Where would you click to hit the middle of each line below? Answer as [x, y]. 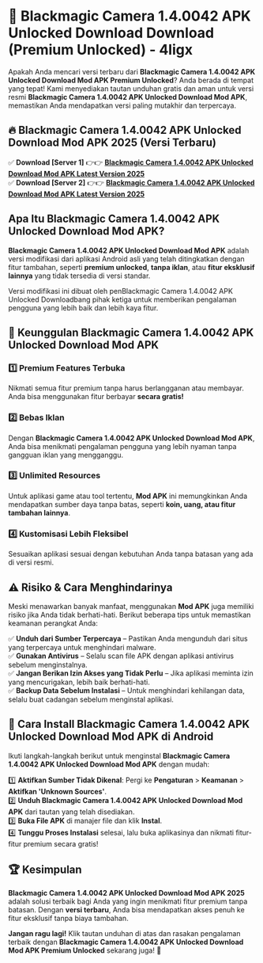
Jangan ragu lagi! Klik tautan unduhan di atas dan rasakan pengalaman [124, 933]
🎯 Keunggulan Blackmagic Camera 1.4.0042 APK [131, 332]
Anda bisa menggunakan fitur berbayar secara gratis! [96, 397]
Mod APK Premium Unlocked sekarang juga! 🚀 [85, 950]
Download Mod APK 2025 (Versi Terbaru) [113, 143]
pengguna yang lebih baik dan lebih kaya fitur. [83, 307]
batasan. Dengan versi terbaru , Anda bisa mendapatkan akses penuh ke [126, 909]
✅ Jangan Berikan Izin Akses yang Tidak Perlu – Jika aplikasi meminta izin [131, 673]
